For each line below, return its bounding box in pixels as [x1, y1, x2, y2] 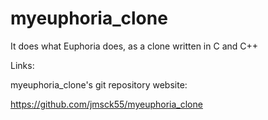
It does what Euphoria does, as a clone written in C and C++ [10, 40, 259, 52]
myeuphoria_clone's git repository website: [10, 78, 188, 91]
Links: [10, 59, 35, 71]
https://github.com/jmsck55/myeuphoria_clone [10, 98, 203, 110]
